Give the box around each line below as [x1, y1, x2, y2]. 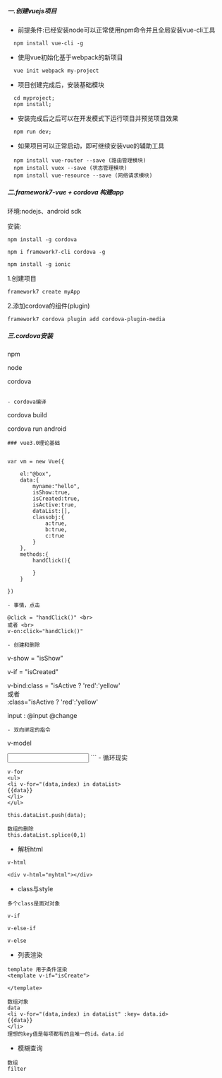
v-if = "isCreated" [7, 667, 58, 676]
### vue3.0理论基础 [7, 439, 61, 446]
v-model [7, 738, 32, 747]
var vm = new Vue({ [7, 458, 65, 465]
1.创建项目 [7, 274, 37, 282]
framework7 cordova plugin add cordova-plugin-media [7, 315, 166, 323]
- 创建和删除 [7, 641, 40, 649]
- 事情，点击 [7, 601, 40, 608]
